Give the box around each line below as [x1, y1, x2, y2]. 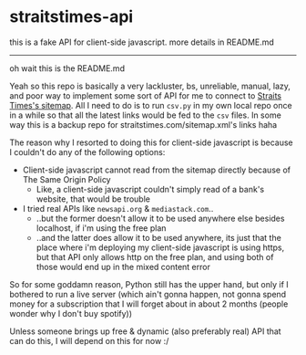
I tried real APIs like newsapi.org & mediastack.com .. [22, 203, 214, 214]
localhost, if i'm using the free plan [36, 222, 167, 234]
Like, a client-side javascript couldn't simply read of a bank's [36, 183, 265, 194]
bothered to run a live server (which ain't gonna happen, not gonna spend [9, 288, 287, 299]
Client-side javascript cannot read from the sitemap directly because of [22, 164, 291, 175]
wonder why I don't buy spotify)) [9, 308, 133, 318]
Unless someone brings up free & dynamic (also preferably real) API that [9, 326, 281, 337]
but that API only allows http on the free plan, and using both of [36, 251, 274, 262]
